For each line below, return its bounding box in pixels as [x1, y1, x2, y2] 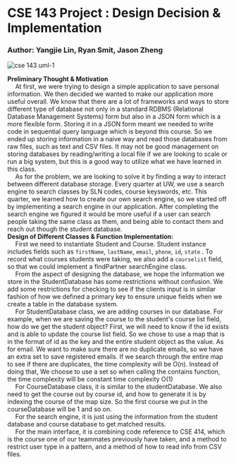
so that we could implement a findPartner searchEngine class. [7, 263, 187, 271]
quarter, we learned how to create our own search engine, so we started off [7, 195, 227, 203]
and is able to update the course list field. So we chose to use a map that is [7, 330, 225, 338]
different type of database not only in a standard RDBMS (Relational [7, 105, 204, 114]
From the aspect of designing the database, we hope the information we [15, 270, 225, 278]
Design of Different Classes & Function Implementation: [7, 232, 174, 241]
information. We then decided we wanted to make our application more [7, 90, 213, 98]
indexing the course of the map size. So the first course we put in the [7, 398, 208, 406]
